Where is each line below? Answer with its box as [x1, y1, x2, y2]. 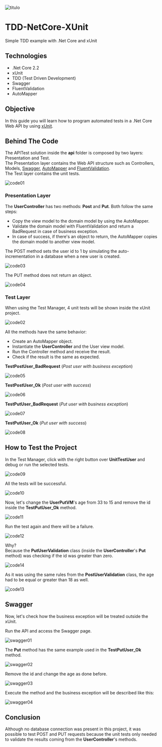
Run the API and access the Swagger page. [5, 628, 92, 633]
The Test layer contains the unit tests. [5, 171, 80, 176]
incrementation [5, 253, 35, 259]
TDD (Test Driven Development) [12, 75, 76, 81]
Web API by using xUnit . [5, 123, 53, 129]
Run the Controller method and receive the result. [12, 348, 111, 354]
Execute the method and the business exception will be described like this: [5, 690, 154, 695]
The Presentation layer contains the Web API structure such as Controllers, [5, 160, 155, 166]
